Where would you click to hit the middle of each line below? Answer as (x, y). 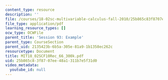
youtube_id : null (28, 70)
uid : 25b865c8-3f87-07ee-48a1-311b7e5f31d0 (51, 61)
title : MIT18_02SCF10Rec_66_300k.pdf (44, 56)
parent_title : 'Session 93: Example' (44, 38)
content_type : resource (30, 10)
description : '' (22, 14)
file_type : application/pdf (34, 24)
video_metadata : (22, 65)
